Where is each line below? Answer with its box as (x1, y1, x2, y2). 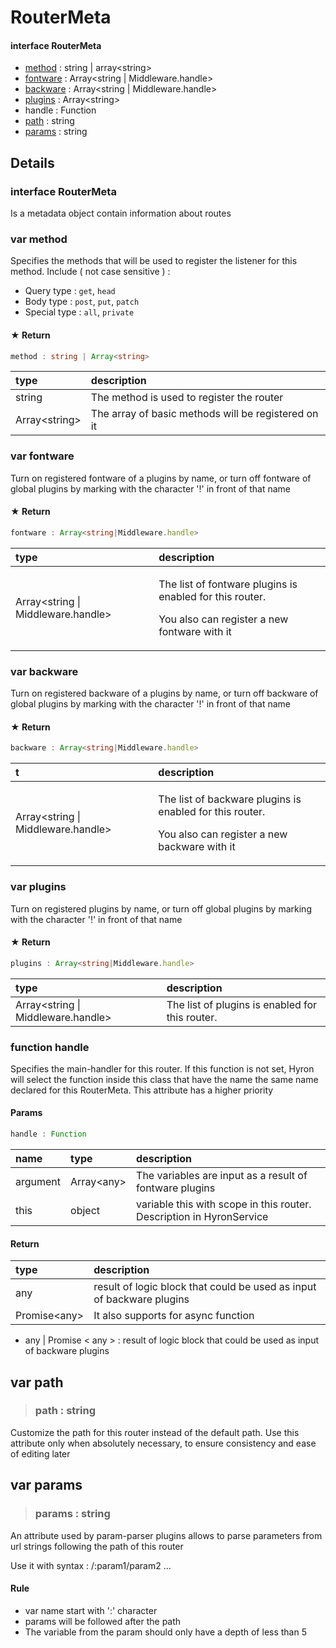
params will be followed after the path (24, 1615, 182, 1627)
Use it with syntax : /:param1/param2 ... (10, 1559, 172, 1571)
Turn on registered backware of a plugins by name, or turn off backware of (10, 687, 319, 700)
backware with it (158, 840, 236, 854)
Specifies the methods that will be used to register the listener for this (10, 255, 298, 267)
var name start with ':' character (24, 1604, 158, 1616)
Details (10, 154, 55, 171)
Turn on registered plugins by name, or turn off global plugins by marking (10, 902, 312, 915)
